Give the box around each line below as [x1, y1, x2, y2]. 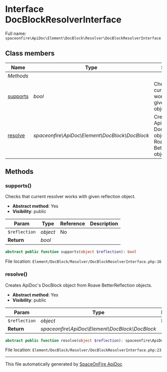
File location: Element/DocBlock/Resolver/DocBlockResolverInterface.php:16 [5, 258, 162, 264]
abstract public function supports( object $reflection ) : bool [5, 249, 137, 254]
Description [89, 220, 118, 227]
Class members [5, 49, 55, 58]
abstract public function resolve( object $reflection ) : [5, 338, 123, 343]
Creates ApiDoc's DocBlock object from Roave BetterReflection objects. [5, 282, 153, 288]
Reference [60, 220, 85, 227]
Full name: [5, 30, 26, 36]
